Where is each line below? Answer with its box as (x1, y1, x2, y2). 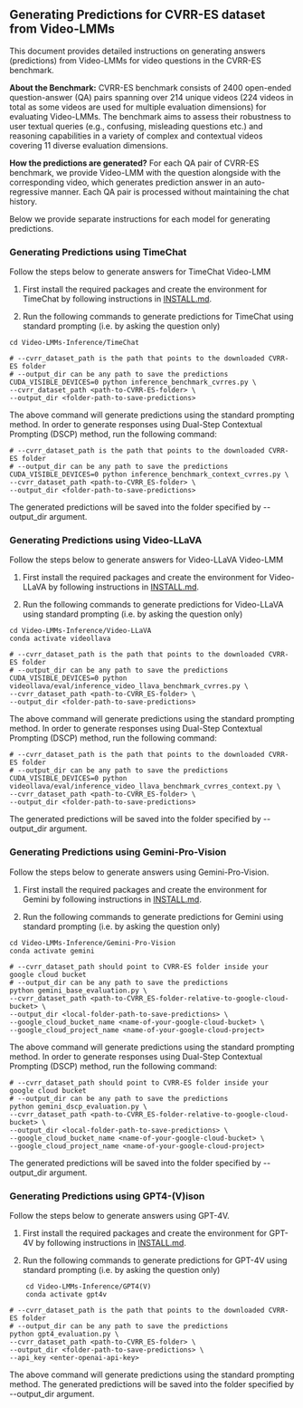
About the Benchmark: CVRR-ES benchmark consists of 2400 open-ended (9, 81, 292, 93)
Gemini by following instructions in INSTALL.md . (22, 894, 202, 905)
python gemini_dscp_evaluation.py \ (9, 1102, 147, 1111)
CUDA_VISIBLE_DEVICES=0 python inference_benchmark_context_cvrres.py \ (9, 470, 289, 479)
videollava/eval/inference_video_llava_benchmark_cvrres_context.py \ (9, 782, 281, 791)
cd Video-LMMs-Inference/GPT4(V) (25, 1282, 152, 1291)
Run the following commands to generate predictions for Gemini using (22, 911, 284, 922)
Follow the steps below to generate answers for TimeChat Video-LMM (9, 266, 271, 277)
